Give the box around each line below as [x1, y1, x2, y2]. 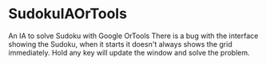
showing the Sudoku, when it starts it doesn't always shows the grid [8, 39, 233, 48]
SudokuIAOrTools [8, 5, 128, 23]
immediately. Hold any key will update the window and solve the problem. [8, 48, 250, 57]
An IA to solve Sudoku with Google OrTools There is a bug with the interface [8, 31, 259, 40]
